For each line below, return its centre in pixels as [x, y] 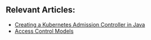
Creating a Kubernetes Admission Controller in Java [80, 24]
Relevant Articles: [41, 10]
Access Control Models [44, 31]
